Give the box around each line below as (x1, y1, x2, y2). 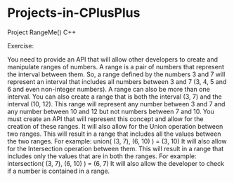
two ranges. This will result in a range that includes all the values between (7, 129, 221, 138)
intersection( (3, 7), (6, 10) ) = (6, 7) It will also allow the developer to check (7, 159, 225, 167)
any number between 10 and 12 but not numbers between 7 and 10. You (7, 107, 214, 115)
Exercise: (7, 41, 34, 50)
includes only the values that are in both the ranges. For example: (7, 152, 197, 160)
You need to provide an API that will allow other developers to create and (7, 55, 219, 64)
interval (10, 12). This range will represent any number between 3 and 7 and (7, 99, 226, 108)
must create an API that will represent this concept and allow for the (7, 114, 204, 123)
